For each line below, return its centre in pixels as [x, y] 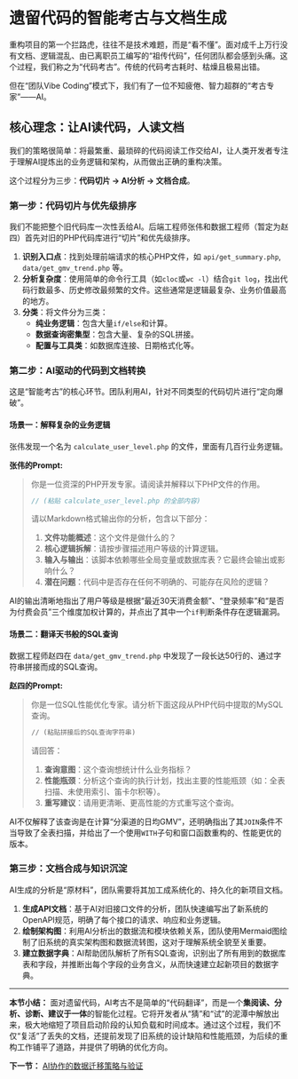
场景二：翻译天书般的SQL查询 [63, 634]
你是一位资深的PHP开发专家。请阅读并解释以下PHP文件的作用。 [148, 484]
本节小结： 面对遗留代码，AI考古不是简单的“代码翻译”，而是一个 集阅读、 [142, 1002]
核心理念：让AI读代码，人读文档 [97, 127]
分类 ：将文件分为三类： [65, 313]
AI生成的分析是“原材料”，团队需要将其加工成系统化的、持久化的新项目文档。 [149, 890]
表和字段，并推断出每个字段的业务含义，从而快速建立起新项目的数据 [146, 964]
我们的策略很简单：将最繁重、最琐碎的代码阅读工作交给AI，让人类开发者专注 [149, 150]
